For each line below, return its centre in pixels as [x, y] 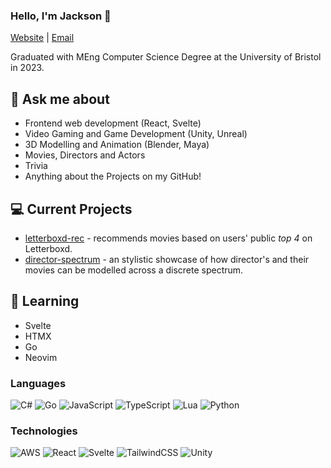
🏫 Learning [45, 301]
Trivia [36, 166]
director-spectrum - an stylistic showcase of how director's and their [167, 259]
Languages [38, 383]
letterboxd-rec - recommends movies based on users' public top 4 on [168, 238]
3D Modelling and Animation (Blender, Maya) [117, 145]
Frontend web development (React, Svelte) [113, 123]
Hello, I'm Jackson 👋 [61, 16]
